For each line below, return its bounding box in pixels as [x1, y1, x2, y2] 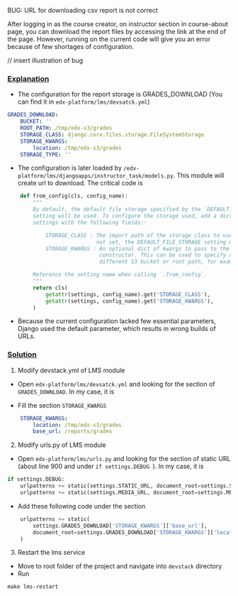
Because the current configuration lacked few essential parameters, [17, 317, 216, 325]
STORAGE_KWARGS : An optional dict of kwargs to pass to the [45, 245, 230, 252]
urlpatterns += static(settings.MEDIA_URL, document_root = [20, 489, 198, 497]
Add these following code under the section [17, 502, 146, 510]
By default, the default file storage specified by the [33, 206, 201, 213]
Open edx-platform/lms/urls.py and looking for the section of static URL [17, 455, 232, 463]
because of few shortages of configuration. [7, 43, 135, 50]
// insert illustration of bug [7, 56, 84, 65]
